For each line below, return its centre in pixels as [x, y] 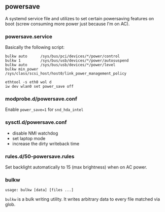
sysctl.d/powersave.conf [36, 122]
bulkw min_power [22, 70]
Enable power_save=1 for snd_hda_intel [44, 109]
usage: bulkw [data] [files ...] [39, 190]
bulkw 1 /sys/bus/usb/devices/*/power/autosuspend [67, 61]
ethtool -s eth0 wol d [28, 82]
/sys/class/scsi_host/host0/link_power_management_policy [66, 74]
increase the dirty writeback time [46, 143]
